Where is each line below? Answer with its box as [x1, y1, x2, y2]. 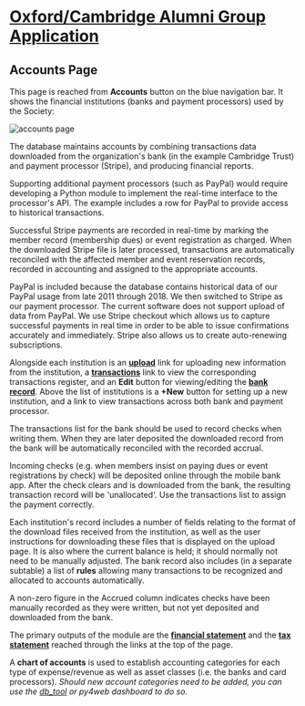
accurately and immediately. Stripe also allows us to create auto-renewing [9, 330, 288, 340]
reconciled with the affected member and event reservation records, [9, 254, 266, 265]
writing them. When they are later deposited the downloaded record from [9, 433, 284, 443]
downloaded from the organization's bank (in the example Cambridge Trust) [9, 151, 295, 161]
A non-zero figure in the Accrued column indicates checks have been [9, 593, 270, 603]
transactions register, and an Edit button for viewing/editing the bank [9, 377, 269, 387]
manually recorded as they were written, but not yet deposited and [9, 602, 259, 613]
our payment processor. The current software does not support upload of [9, 301, 285, 311]
